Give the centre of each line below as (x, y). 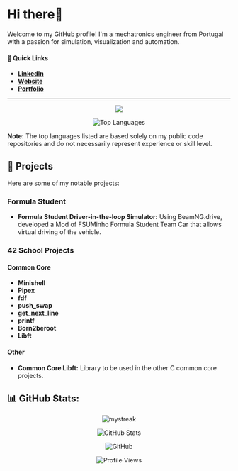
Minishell (32, 283)
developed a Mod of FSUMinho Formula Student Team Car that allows (119, 225)
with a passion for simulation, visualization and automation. (93, 41)
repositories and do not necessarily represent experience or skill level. (110, 144)
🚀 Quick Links (28, 58)
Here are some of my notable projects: (63, 183)
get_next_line (38, 313)
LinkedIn (30, 74)
